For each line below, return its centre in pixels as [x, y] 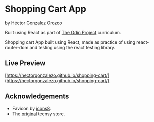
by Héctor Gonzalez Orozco [34, 23]
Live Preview [25, 63]
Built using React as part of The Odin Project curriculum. [63, 32]
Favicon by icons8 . [32, 108]
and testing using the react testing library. [73, 47]
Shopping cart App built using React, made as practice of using [70, 42]
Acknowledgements [37, 97]
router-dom [17, 47]
